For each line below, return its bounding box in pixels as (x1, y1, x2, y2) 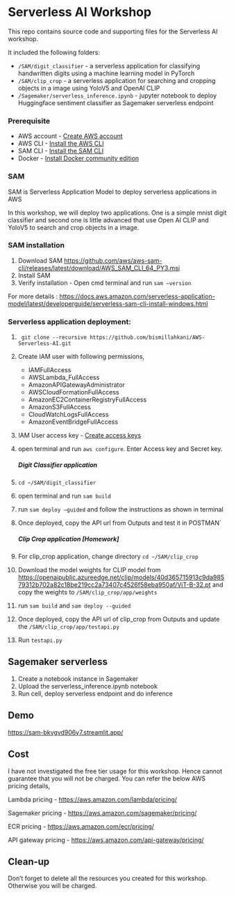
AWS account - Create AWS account (17, 132, 124, 140)
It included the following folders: (8, 48, 100, 56)
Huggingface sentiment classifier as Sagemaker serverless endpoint (17, 98, 214, 107)
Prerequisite (8, 116, 51, 125)
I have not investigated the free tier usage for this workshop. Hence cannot (8, 767, 223, 775)
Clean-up (8, 855, 50, 868)
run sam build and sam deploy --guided (17, 601, 131, 610)
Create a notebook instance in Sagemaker (17, 674, 138, 683)
